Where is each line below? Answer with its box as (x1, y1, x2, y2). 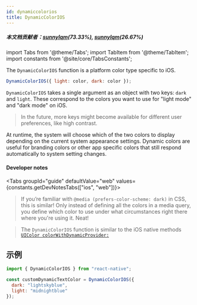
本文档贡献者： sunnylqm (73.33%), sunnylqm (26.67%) (6, 33, 144, 41)
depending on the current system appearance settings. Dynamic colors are (6, 138, 190, 145)
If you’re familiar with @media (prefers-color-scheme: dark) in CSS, (20, 195, 186, 202)
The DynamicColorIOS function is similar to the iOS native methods (20, 226, 182, 233)
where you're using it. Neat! (20, 214, 89, 221)
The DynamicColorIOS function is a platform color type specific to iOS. (6, 67, 176, 74)
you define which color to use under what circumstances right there (20, 208, 187, 215)
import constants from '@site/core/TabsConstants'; (6, 55, 132, 63)
